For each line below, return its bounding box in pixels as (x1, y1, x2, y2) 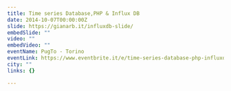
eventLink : (7, 55, 38, 62)
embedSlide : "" (7, 29, 51, 36)
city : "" (7, 61, 32, 68)
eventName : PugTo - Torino (7, 49, 85, 55)
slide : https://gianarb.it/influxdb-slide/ (7, 23, 134, 29)
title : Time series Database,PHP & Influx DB (7, 10, 140, 17)
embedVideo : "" (7, 42, 51, 49)
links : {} (7, 67, 36, 74)
